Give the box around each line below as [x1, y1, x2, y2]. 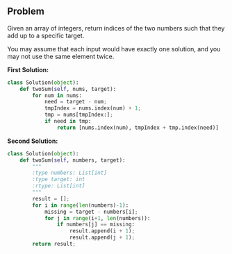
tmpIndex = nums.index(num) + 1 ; [44, 105, 141, 112]
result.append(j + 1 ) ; [69, 234, 135, 242]
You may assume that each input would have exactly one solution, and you [7, 44, 221, 53]
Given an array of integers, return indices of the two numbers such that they [7, 24, 225, 32]
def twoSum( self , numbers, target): [19, 156, 126, 164]
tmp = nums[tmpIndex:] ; [44, 111, 113, 119]
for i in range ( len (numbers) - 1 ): [32, 201, 129, 209]
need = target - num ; [44, 99, 108, 105]
